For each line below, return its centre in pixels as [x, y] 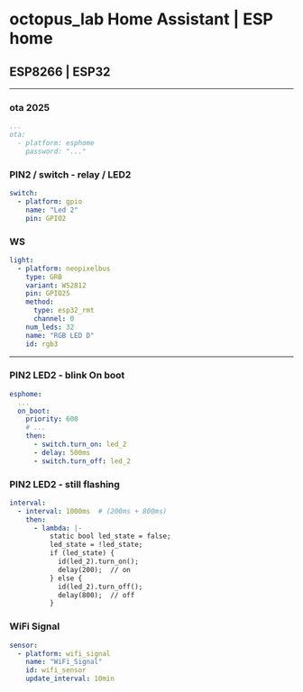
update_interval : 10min [70, 679]
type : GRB [44, 277]
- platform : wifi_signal [64, 653]
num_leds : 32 [50, 327]
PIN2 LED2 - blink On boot [67, 376]
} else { [66, 578]
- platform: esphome [56, 143]
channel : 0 [54, 319]
